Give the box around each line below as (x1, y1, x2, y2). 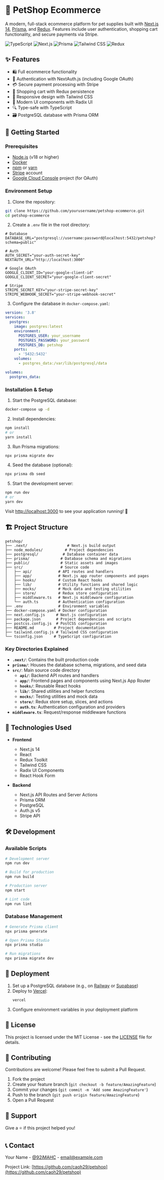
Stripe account (12, 170, 43, 176)
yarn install (5, 435, 32, 440)
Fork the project (12, 1076, 45, 1082)
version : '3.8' (5, 310, 37, 316)
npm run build (5, 874, 35, 879)
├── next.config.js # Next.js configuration (5, 612, 107, 617)
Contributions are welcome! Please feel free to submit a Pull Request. (5, 1067, 146, 1073)
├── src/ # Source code (5, 565, 90, 570)
